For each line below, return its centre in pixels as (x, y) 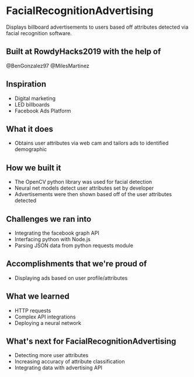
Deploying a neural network (48, 323)
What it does (30, 129)
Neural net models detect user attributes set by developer (84, 188)
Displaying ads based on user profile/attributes (71, 278)
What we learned (38, 297)
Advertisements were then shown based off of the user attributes (93, 194)
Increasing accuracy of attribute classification (70, 362)
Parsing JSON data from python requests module (74, 245)
